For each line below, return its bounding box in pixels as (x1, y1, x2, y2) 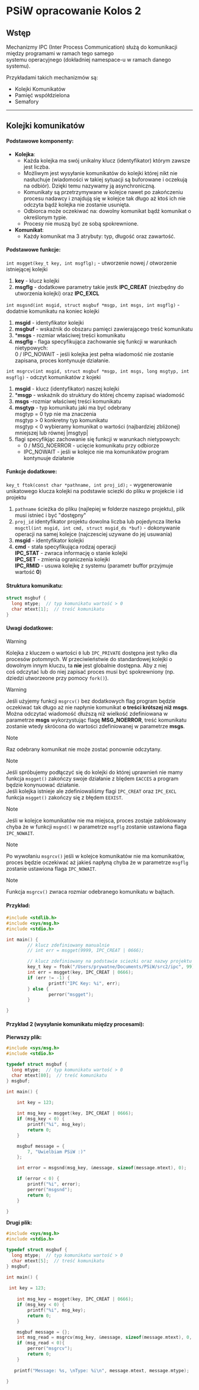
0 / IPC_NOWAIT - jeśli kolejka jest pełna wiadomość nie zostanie (14, 350, 174, 357)
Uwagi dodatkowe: (6, 624, 53, 631)
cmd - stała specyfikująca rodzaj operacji (14, 543, 117, 550)
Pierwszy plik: (6, 1034, 42, 1041)
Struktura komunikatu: (6, 582, 63, 589)
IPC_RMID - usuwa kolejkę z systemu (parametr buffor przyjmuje (14, 562, 174, 569)
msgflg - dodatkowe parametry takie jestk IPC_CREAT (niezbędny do (14, 283, 184, 290)
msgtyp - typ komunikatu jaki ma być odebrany (14, 404, 131, 411)
